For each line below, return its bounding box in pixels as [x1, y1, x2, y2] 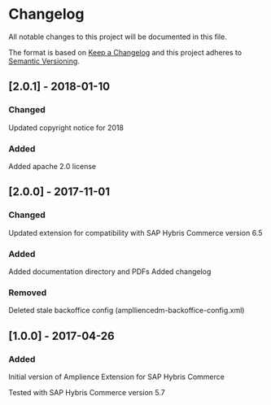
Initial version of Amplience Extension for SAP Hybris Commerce [8, 372, 225, 381]
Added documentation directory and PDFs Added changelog [8, 266, 212, 277]
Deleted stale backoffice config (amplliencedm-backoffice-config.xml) [8, 306, 245, 316]
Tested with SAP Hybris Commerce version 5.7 [8, 387, 165, 397]
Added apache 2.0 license [8, 161, 97, 171]
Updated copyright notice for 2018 [8, 123, 125, 133]
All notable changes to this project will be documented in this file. [8, 32, 228, 41]
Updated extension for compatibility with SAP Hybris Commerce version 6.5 [8, 228, 263, 237]
